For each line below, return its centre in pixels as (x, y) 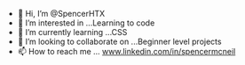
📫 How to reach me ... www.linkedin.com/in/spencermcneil (126, 51)
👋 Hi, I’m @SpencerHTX (61, 14)
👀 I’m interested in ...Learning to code (86, 23)
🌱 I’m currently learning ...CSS (72, 32)
